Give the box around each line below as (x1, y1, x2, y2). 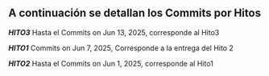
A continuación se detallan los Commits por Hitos (8, 6, 262, 20)
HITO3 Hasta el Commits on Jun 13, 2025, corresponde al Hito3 (8, 27, 220, 37)
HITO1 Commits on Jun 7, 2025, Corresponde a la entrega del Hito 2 (8, 43, 234, 53)
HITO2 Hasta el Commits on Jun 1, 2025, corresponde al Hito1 (8, 58, 213, 68)
